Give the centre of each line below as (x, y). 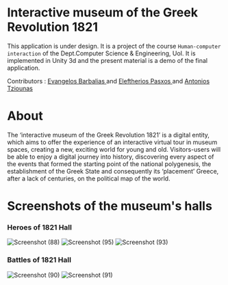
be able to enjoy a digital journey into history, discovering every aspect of (111, 157)
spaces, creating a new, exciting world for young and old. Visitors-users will (114, 149)
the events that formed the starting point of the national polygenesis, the (109, 164)
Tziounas (20, 88)
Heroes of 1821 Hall (39, 227)
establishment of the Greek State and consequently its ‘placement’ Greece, (113, 171)
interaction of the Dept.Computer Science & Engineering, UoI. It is (102, 53)
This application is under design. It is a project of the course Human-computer (114, 46)
